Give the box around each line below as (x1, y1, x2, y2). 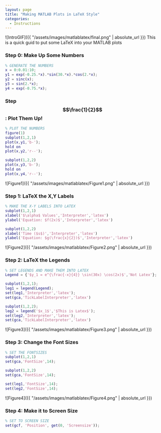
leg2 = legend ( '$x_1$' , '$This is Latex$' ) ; (5, 309, 96, 313)
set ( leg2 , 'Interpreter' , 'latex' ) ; (5, 313, 76, 318)
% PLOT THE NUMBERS (5, 126, 45, 131)
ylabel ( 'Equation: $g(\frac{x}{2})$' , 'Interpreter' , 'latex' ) (5, 236, 133, 241)
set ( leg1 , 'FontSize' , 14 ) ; (5, 381, 58, 386)
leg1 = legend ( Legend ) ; (5, 286, 54, 291)
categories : (5, 16, 29, 21)
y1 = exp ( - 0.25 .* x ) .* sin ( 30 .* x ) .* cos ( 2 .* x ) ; (5, 72, 98, 77)
